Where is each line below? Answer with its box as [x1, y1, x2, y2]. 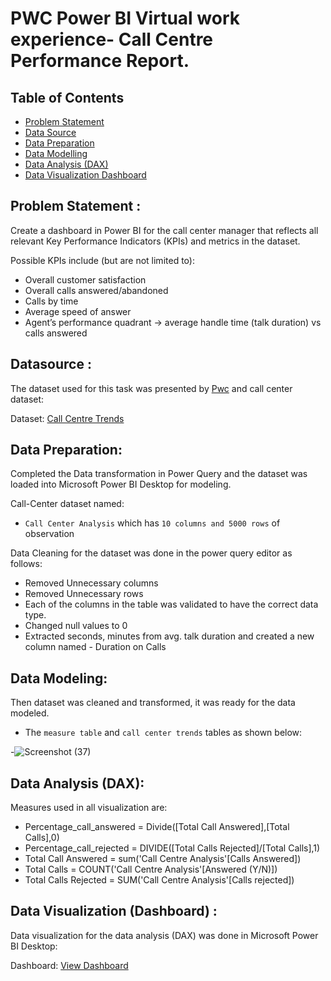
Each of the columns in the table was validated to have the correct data [24, 598, 319, 611]
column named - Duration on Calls [24, 641, 167, 653]
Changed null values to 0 [24, 620, 128, 632]
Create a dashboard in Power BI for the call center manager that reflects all [10, 224, 319, 236]
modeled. [10, 707, 50, 719]
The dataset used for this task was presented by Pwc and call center [10, 382, 293, 394]
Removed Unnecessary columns [24, 577, 159, 589]
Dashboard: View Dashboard [10, 959, 129, 971]
